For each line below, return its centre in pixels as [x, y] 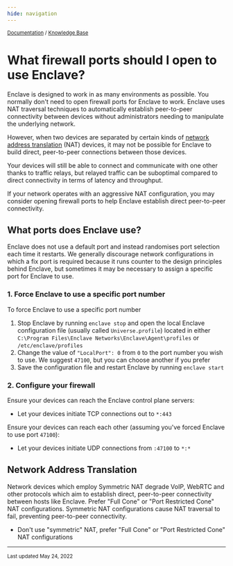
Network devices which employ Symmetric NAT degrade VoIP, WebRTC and [116, 486]
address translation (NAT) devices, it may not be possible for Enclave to [109, 144]
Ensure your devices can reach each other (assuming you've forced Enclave [116, 427]
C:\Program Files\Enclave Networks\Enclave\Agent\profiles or [108, 338]
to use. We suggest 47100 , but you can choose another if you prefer [114, 360]
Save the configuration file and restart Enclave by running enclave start [120, 367]
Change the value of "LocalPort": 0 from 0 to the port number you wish [120, 352]
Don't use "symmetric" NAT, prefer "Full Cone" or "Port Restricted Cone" [121, 529]
